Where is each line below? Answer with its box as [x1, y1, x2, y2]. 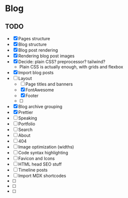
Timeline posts [18, 167, 48, 173]
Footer [25, 93, 39, 99]
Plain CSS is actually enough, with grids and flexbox [19, 64, 124, 69]
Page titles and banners [25, 81, 73, 87]
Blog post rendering [18, 47, 58, 53]
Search [18, 127, 33, 132]
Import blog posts [18, 70, 54, 75]
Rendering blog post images [18, 53, 75, 59]
